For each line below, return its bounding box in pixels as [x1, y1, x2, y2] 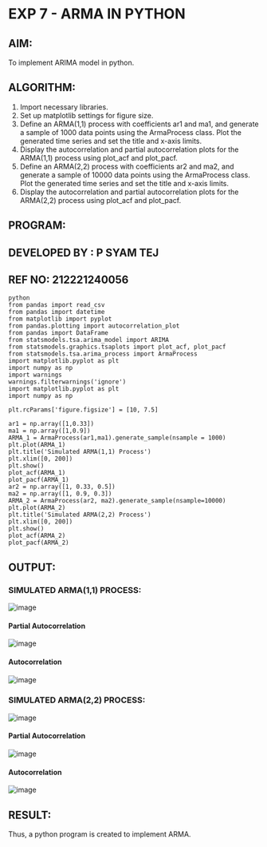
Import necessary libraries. [19, 101, 109, 112]
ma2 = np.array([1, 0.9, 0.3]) [8, 490, 112, 498]
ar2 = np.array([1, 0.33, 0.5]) [8, 483, 116, 491]
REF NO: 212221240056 [8, 272, 129, 286]
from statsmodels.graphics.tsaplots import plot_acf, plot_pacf [8, 343, 226, 352]
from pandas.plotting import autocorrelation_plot [8, 322, 180, 330]
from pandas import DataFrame [8, 329, 109, 337]
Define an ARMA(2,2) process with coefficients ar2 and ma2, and [19, 161, 234, 171]
